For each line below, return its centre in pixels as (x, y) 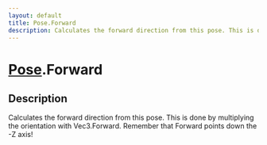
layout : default (35, 15)
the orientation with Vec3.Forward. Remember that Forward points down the (133, 126)
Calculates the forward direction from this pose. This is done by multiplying (131, 118)
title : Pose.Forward (43, 23)
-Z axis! (21, 135)
